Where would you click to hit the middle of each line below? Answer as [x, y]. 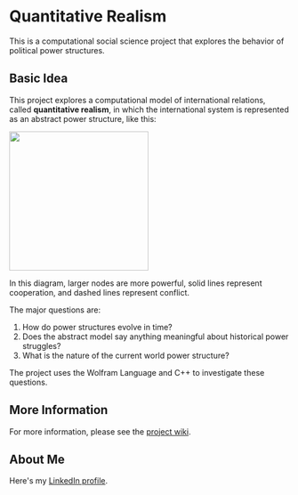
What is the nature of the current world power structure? [125, 355]
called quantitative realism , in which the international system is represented [149, 110]
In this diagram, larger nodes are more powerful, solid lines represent [136, 283]
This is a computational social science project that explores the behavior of [147, 41]
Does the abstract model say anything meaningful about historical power [155, 337]
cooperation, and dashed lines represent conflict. [99, 292]
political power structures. [57, 50]
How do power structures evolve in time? [97, 327]
